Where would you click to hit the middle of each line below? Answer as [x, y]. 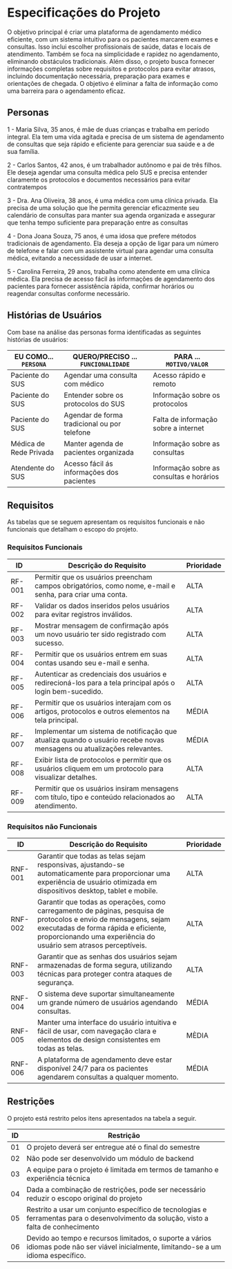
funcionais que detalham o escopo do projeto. [72, 530]
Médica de [28, 444]
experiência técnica [58, 1178]
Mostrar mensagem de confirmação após [101, 625]
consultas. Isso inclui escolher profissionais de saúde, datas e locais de [109, 46]
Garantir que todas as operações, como [101, 902]
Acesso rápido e [179, 375]
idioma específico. [56, 1255]
